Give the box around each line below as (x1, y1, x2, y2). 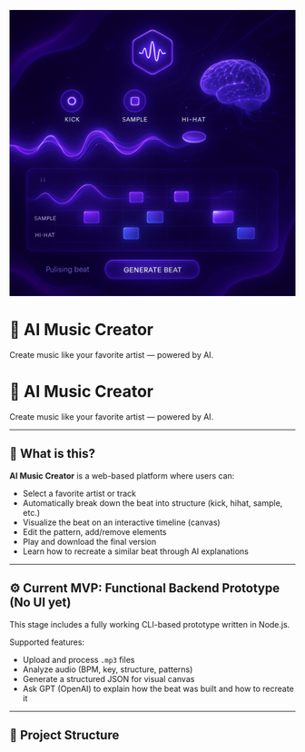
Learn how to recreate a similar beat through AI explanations (22, 546, 250, 557)
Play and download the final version (22, 536, 157, 547)
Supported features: (9, 637, 84, 648)
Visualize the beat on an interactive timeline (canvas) (22, 517, 221, 528)
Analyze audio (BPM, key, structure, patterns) (22, 664, 193, 675)
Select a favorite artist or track (22, 488, 136, 499)
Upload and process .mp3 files (22, 654, 135, 665)
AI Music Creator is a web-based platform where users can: (9, 470, 235, 481)
